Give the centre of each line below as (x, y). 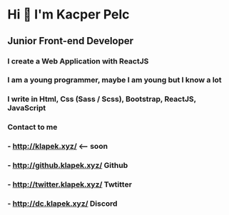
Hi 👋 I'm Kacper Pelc (68, 15)
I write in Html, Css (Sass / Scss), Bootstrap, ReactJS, (102, 99)
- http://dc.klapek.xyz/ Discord (62, 204)
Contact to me (32, 127)
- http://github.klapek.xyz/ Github (68, 165)
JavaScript (27, 108)
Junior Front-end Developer (71, 41)
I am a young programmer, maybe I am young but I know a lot (115, 80)
